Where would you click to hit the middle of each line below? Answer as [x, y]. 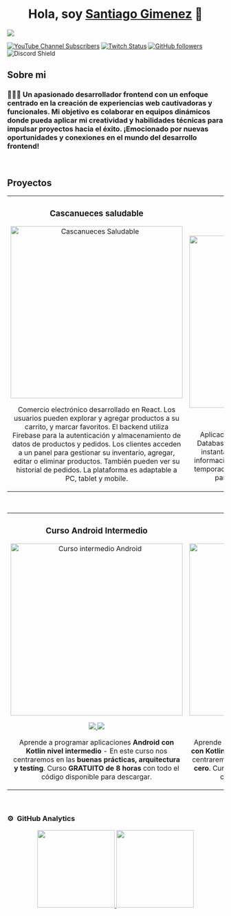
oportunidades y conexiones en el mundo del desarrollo [102, 138]
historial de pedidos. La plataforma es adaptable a [97, 470]
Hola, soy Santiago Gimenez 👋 [115, 14]
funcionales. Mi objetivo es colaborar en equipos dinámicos [109, 112]
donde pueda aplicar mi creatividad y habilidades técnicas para [115, 121]
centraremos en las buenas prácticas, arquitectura [97, 760]
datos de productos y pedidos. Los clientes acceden [97, 444]
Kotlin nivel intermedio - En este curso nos [97, 751]
